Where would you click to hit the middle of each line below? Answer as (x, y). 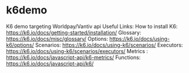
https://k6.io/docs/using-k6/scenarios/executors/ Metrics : (77, 51)
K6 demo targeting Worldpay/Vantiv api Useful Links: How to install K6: (92, 26)
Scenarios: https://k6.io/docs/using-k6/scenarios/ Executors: (109, 45)
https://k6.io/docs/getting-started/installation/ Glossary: (74, 32)
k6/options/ (20, 45)
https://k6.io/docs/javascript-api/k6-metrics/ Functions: (73, 57)
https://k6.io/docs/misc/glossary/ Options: (57, 39)
